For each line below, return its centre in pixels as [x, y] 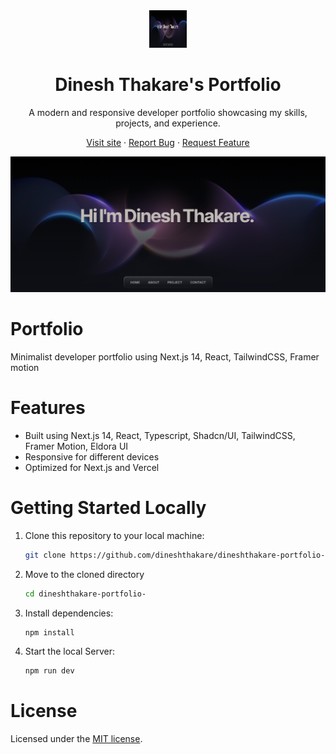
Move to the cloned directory [84, 574]
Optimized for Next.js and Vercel [92, 467]
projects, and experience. [168, 123]
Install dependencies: [69, 613]
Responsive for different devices [92, 456]
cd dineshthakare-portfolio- [85, 594]
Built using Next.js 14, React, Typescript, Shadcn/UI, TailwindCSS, [160, 435]
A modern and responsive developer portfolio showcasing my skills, [168, 112]
